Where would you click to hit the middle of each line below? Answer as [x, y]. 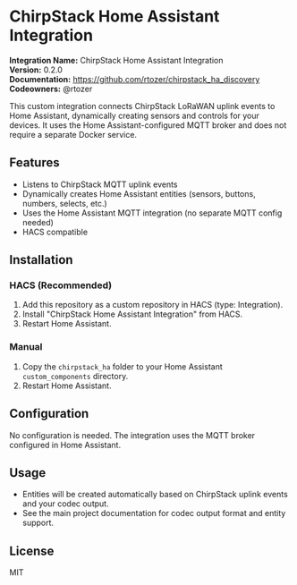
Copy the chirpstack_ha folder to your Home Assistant [122, 366]
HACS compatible [55, 232]
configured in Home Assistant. [65, 445]
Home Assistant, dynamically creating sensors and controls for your [134, 115]
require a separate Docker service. [73, 134]
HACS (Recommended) [61, 285]
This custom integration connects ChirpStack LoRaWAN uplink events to [142, 106]
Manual [26, 347]
